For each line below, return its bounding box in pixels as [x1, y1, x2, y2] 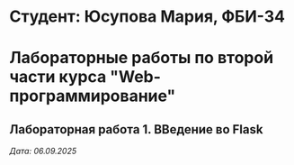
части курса [9, 67, 107, 87]
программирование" [9, 86, 176, 106]
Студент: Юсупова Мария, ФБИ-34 [9, 6, 286, 27]
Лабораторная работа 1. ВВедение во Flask [9, 122, 263, 137]
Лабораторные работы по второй [9, 48, 274, 69]
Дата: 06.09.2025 [9, 146, 77, 157]
